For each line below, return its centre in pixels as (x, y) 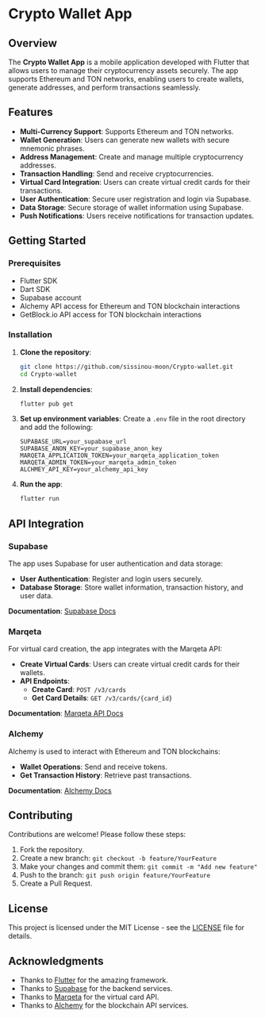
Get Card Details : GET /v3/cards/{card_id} (102, 698)
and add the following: (56, 427)
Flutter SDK (38, 280)
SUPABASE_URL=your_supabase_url (73, 442)
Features (31, 112)
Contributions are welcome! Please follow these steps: (97, 835)
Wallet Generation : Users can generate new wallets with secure (125, 140)
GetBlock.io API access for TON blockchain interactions (111, 314)
